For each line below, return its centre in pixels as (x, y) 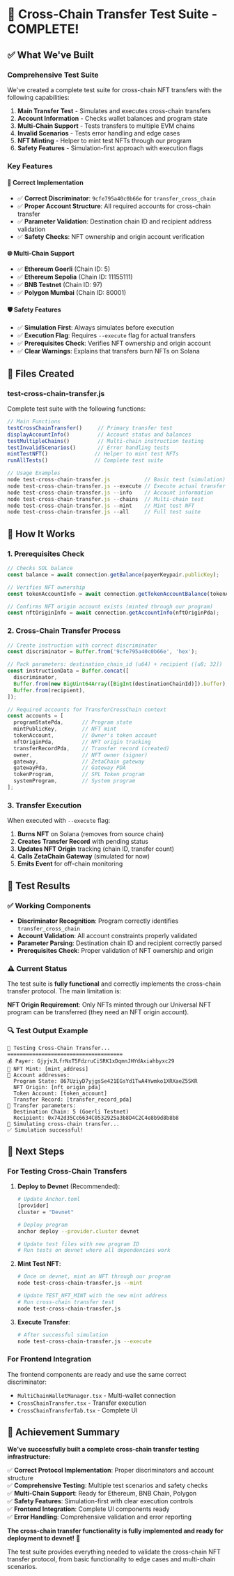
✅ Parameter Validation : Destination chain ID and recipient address (115, 221)
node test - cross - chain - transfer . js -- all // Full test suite (104, 512)
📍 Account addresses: (39, 1075)
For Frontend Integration (49, 1359)
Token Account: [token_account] (61, 1093)
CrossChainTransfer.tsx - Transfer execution (82, 1403)
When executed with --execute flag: (59, 821)
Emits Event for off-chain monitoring (70, 864)
